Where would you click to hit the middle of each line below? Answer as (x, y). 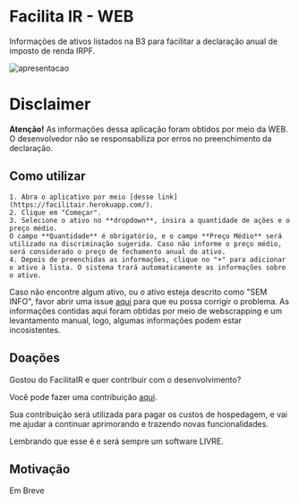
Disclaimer (50, 104)
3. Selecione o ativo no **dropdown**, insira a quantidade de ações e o (150, 220)
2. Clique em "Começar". (56, 212)
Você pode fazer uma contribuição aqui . (83, 396)
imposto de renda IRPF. (52, 50)
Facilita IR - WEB (72, 17)
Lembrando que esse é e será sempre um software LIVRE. (116, 441)
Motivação (40, 469)
